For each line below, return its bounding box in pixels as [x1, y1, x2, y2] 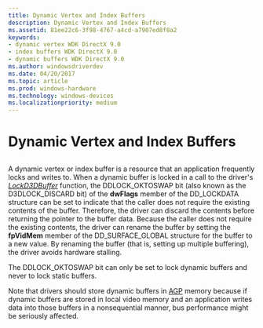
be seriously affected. [8, 311, 79, 320]
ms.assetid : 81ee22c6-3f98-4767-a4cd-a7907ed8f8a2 [8, 26, 177, 34]
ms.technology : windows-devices [8, 92, 114, 100]
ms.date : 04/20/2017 [8, 70, 76, 78]
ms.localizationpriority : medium [8, 99, 118, 107]
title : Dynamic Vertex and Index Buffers [8, 11, 146, 20]
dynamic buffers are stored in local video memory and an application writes [8, 294, 253, 304]
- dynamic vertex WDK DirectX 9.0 [8, 41, 122, 49]
